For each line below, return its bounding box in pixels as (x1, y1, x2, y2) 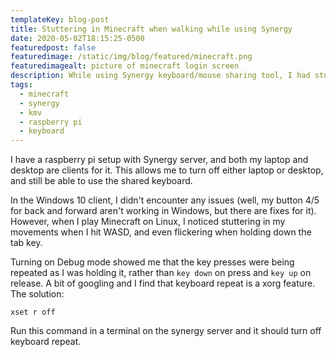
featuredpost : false (10, 42, 97, 53)
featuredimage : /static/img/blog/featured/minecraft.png (10, 52, 253, 62)
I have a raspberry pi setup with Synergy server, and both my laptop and (10, 154, 309, 166)
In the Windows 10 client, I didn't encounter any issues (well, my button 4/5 (10, 194, 320, 206)
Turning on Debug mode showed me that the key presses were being (10, 256, 295, 268)
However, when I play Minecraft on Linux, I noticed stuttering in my (10, 216, 286, 228)
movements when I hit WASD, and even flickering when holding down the (10, 226, 312, 238)
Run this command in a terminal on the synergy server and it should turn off (10, 325, 322, 337)
